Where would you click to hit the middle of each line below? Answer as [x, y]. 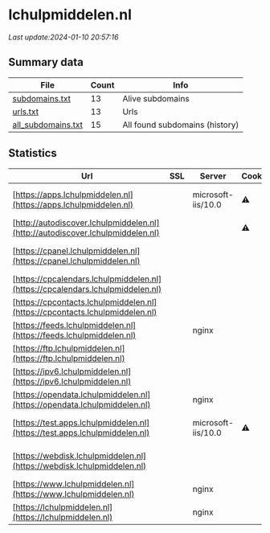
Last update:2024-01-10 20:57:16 [63, 37]
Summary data [46, 62]
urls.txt [25, 112]
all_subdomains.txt [47, 125]
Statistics [33, 153]
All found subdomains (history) [181, 125]
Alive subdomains [156, 98]
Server [213, 176]
